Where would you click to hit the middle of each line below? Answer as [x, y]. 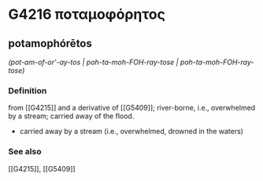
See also [25, 152]
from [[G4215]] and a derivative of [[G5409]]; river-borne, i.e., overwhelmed [132, 108]
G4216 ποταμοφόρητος [87, 14]
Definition [28, 90]
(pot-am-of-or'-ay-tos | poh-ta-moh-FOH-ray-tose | [93, 62]
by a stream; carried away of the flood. [71, 116]
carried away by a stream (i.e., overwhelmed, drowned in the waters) [131, 132]
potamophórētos [50, 43]
